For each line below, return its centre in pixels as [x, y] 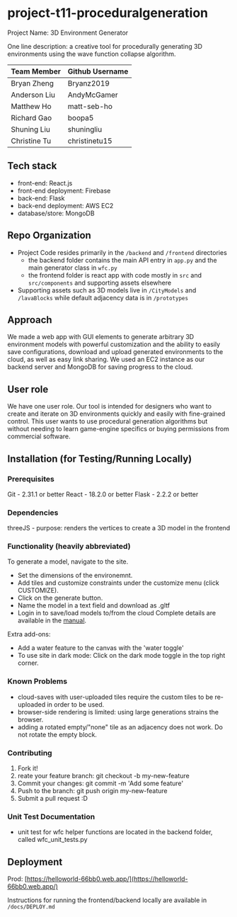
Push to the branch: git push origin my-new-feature [92, 791]
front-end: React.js [45, 183]
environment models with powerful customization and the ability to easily [114, 344]
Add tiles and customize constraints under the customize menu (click [118, 583]
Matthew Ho [31, 106]
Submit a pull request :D [53, 799]
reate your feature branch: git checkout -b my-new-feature [103, 776]
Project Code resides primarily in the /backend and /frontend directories [122, 252]
